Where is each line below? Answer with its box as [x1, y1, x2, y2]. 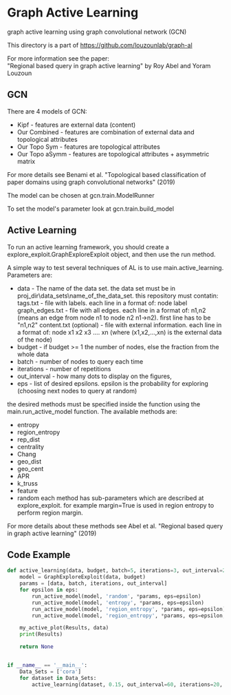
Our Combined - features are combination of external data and [16, 127, 195, 136]
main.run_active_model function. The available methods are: [7, 407, 177, 415]
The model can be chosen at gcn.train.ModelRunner [7, 191, 155, 199]
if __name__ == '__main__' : [7, 662, 88, 669]
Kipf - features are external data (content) [16, 121, 136, 129]
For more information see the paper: [7, 54, 110, 63]
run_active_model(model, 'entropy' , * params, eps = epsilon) [32, 599, 205, 606]
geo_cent [16, 464, 44, 473]
